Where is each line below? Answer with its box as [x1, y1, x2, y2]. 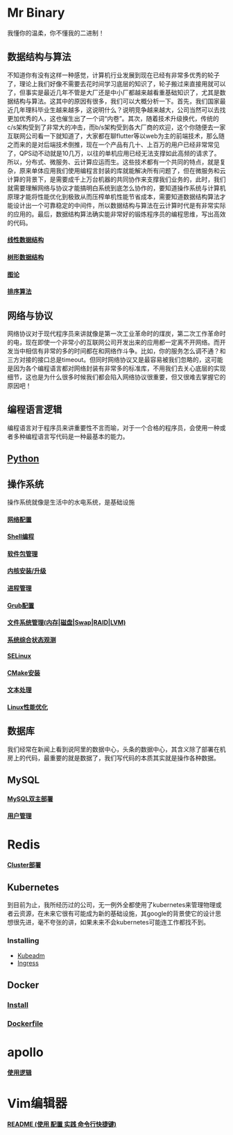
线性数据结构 [7, 236, 44, 244]
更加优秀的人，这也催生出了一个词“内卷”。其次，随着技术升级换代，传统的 [7, 114, 220, 122]
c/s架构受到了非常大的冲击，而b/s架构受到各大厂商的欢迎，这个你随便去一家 [7, 123, 226, 131]
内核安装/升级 [7, 566, 46, 575]
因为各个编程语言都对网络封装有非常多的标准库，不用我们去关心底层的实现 [12, 364, 226, 373]
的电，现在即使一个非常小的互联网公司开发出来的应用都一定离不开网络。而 [7, 338, 220, 346]
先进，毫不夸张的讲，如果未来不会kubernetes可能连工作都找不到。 [19, 918, 210, 926]
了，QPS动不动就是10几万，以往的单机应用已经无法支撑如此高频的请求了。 [7, 149, 221, 157]
